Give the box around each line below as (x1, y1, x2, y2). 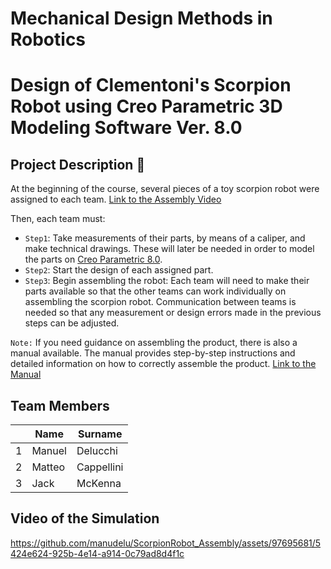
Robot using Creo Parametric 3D (10, 95, 283, 118)
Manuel (31, 444, 67, 457)
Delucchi (76, 444, 118, 457)
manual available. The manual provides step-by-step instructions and (10, 347, 296, 359)
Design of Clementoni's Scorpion (10, 74, 292, 97)
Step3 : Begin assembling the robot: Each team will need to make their (24, 275, 310, 287)
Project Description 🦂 (10, 156, 146, 173)
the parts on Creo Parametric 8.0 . (24, 253, 163, 266)
